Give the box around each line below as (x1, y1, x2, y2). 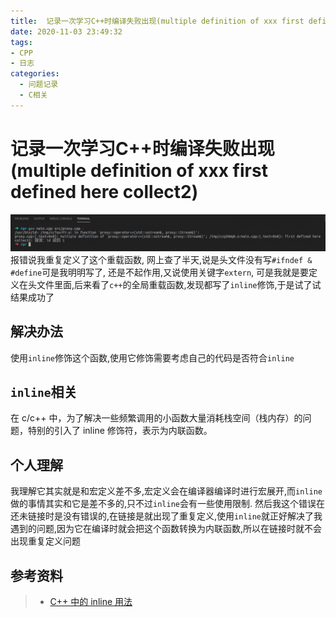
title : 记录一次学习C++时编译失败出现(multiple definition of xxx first (10, 16, 305, 26)
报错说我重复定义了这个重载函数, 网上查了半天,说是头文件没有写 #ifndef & (10, 253, 313, 265)
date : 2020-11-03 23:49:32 (10, 26, 123, 37)
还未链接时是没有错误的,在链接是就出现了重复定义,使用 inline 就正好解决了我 (10, 510, 323, 522)
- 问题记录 (19, 80, 59, 90)
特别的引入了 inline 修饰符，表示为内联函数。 (27, 425, 213, 437)
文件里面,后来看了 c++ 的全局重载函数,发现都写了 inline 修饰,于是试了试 (36, 278, 322, 290)
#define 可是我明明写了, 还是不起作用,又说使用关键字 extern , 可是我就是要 (10, 266, 310, 278)
